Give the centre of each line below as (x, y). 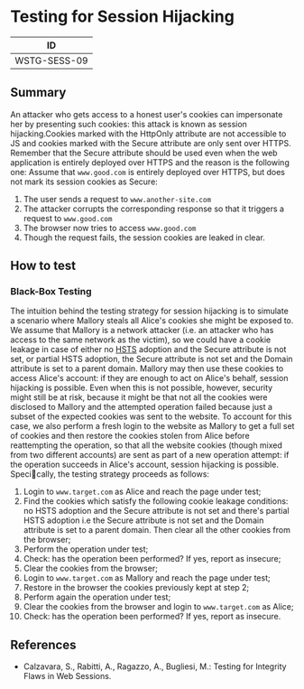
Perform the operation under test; (86, 549)
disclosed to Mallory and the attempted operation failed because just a (142, 407)
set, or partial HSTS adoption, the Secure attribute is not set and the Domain (152, 359)
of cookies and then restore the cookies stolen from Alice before (130, 436)
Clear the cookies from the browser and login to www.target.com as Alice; (158, 607)
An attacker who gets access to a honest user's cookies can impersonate (147, 114)
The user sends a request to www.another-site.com (117, 199)
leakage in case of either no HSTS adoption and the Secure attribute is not (148, 349)
